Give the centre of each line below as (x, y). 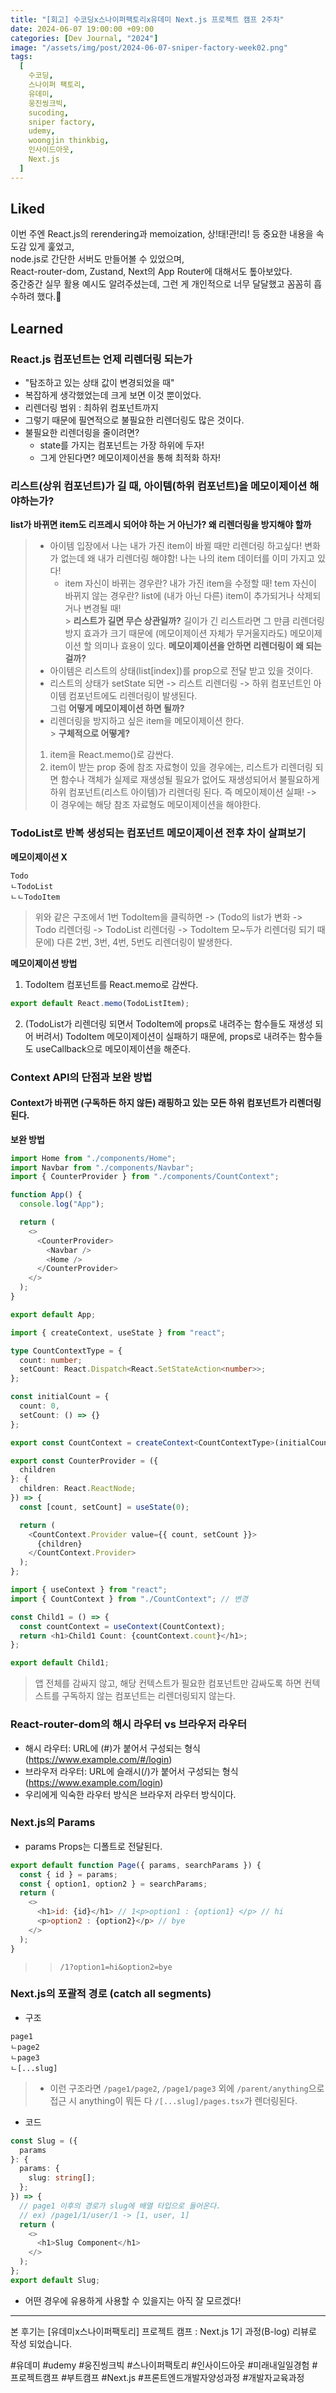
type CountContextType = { (66, 1351)
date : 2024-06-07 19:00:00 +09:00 (82, 29)
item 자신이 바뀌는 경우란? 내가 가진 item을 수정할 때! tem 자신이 (190, 583)
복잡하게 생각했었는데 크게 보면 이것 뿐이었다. (113, 395)
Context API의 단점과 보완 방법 (81, 1077)
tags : (21, 57)
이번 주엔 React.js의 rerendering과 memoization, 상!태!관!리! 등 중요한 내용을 (162, 234)
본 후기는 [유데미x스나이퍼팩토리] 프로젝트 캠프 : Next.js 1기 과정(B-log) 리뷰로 (163, 2331)
